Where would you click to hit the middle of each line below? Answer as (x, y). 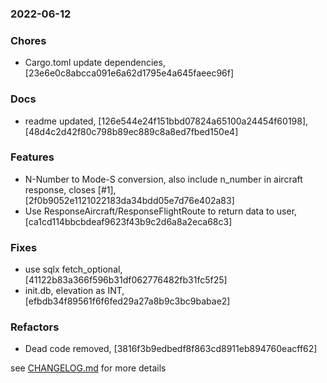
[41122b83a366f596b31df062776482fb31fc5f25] (126, 280)
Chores (28, 40)
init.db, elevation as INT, (74, 291)
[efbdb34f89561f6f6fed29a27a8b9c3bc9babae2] (127, 301)
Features (32, 157)
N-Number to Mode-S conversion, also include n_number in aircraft (163, 179)
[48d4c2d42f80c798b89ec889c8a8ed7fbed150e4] (131, 131)
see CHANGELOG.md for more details (88, 368)
